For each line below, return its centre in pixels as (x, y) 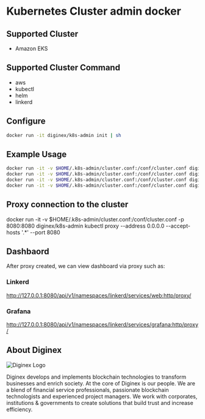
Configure (26, 121)
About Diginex (34, 350)
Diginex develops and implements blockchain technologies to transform (96, 377)
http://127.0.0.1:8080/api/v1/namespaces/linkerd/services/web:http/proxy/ (99, 295)
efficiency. (20, 409)
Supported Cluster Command (63, 68)
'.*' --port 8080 (41, 232)
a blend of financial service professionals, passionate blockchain (88, 390)
